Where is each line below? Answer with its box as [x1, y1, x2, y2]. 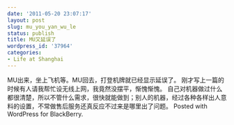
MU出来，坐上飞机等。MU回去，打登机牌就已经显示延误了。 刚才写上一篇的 [7, 75, 225, 84]
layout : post [7, 17, 45, 24]
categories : [7, 50, 42, 57]
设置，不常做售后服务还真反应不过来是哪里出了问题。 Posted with [19, 102, 208, 110]
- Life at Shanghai [7, 56, 64, 63]
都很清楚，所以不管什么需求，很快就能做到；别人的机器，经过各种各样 [7, 93, 209, 101]
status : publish [7, 29, 54, 37]
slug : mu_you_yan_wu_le [7, 23, 77, 30]
